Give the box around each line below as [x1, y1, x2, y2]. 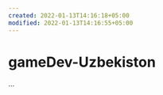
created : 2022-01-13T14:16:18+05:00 [8, 11, 130, 20]
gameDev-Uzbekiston [8, 53, 157, 71]
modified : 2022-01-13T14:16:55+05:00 [8, 19, 134, 27]
